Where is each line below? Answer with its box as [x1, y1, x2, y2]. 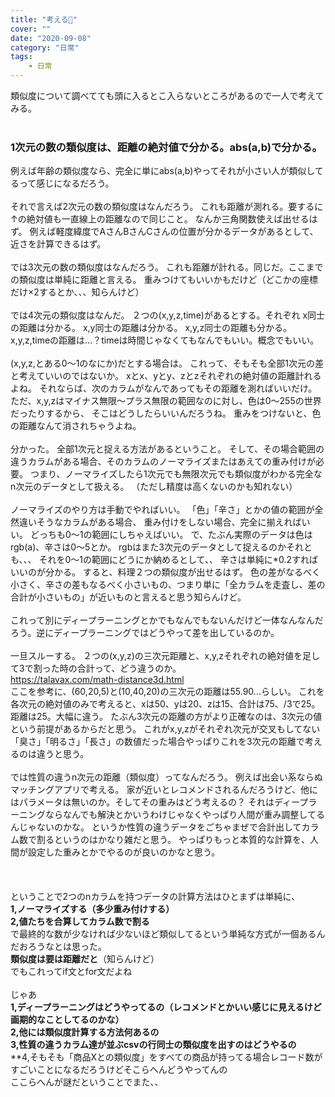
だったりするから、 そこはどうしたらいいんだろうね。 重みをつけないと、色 [10, 407, 322, 420]
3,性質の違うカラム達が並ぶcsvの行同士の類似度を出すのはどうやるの [10, 1039, 297, 1051]
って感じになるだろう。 [18, 177, 115, 190]
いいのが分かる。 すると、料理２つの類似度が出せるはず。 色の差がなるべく [10, 566, 321, 578]
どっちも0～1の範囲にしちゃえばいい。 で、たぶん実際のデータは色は [29, 529, 313, 541]
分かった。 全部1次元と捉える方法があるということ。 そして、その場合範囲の [10, 443, 325, 455]
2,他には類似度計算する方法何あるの [10, 1026, 160, 1038]
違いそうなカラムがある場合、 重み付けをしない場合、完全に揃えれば [18, 516, 302, 528]
